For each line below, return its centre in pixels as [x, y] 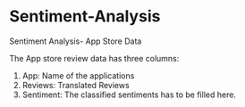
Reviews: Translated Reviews [76, 85]
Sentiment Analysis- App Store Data [76, 41]
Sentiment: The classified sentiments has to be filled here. [129, 95]
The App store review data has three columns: [94, 58]
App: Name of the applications [78, 75]
